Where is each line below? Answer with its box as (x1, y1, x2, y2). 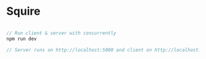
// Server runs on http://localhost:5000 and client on (6, 47, 152, 53)
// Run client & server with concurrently (6, 29, 116, 36)
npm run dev (6, 36, 37, 42)
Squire (6, 4, 41, 18)
